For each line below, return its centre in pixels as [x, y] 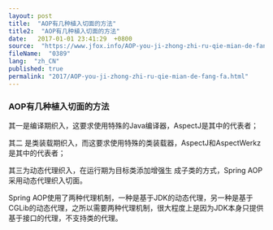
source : [22, 46]
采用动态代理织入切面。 [48, 180]
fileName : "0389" [39, 54]
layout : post [30, 16]
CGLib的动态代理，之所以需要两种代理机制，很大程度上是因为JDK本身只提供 [136, 207]
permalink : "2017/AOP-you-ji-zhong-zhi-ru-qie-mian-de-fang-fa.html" [129, 76]
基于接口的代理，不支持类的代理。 [65, 218]
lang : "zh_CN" [34, 62]
